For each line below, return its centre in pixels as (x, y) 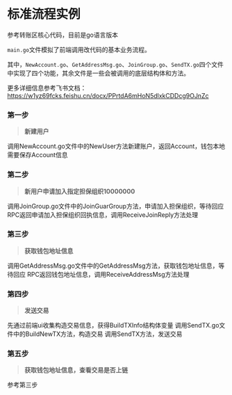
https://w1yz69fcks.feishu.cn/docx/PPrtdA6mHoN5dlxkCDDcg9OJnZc (108, 95)
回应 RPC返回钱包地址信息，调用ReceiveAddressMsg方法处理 (101, 274)
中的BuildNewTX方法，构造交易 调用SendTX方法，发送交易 (98, 334)
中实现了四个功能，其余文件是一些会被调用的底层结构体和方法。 (98, 73)
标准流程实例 (44, 14)
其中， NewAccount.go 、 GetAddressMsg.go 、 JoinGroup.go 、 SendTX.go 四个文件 (115, 64)
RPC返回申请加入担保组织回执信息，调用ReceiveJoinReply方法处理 (103, 215)
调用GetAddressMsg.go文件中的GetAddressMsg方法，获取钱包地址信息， (113, 266)
